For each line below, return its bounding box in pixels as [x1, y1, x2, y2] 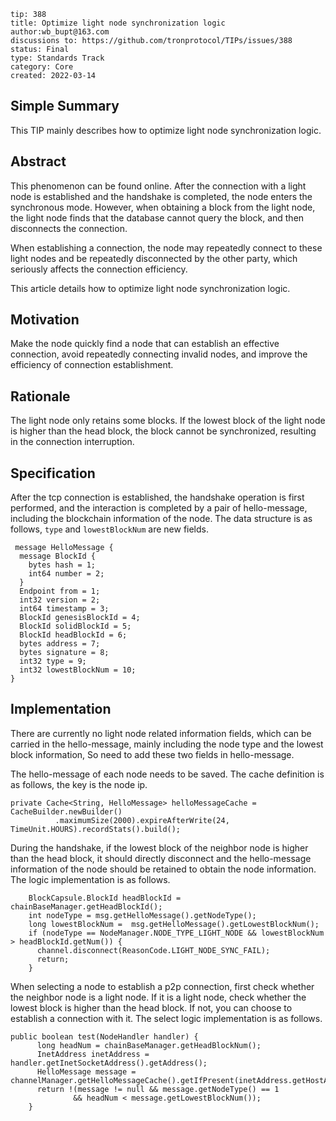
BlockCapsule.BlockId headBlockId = [28, 893, 182, 903]
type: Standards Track [10, 53, 105, 63]
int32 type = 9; [19, 656, 87, 667]
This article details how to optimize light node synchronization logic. [10, 282, 291, 294]
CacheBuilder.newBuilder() [10, 806, 123, 817]
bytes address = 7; [19, 639, 101, 649]
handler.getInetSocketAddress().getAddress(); [10, 1058, 208, 1068]
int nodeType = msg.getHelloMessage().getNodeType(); [28, 910, 257, 920]
